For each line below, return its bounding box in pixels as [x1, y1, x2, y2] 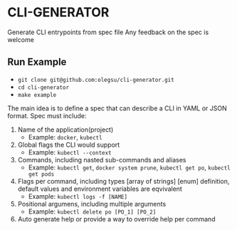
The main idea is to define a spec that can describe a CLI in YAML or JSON [7, 104, 227, 113]
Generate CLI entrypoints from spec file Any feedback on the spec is [7, 28, 209, 36]
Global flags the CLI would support [17, 140, 120, 149]
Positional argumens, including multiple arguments [17, 199, 167, 208]
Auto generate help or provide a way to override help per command [17, 214, 216, 223]
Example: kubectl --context [28, 147, 112, 157]
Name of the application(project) [17, 125, 114, 134]
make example [17, 91, 57, 98]
